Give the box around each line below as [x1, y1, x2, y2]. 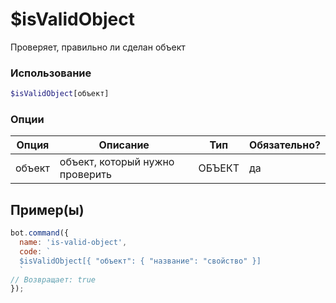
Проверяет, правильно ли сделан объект [10, 41, 186, 53]
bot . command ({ [10, 228, 70, 238]
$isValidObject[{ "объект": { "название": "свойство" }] [19, 256, 262, 266]
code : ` [19, 246, 52, 257]
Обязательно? [248, 138, 321, 152]
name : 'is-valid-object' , [19, 238, 128, 248]
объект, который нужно [59, 155, 175, 169]
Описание [98, 138, 150, 152]
